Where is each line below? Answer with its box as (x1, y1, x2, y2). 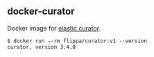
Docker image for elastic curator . (7, 24, 101, 32)
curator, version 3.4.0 (7, 43, 76, 51)
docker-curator (7, 6, 75, 17)
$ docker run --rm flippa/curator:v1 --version (7, 38, 148, 44)
